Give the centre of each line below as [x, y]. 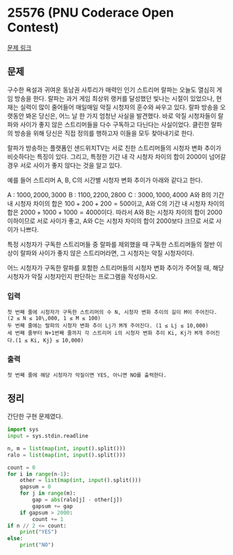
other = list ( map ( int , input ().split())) [80, 481]
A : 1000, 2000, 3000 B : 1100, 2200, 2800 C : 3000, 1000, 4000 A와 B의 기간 [116, 194]
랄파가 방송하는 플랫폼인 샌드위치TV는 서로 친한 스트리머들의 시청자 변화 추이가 [114, 148]
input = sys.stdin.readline [48, 436]
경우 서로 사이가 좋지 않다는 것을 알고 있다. [65, 165]
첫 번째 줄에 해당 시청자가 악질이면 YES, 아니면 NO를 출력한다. [87, 375]
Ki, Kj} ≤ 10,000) [57, 341]
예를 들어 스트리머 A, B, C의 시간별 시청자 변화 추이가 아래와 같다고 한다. [105, 180]
